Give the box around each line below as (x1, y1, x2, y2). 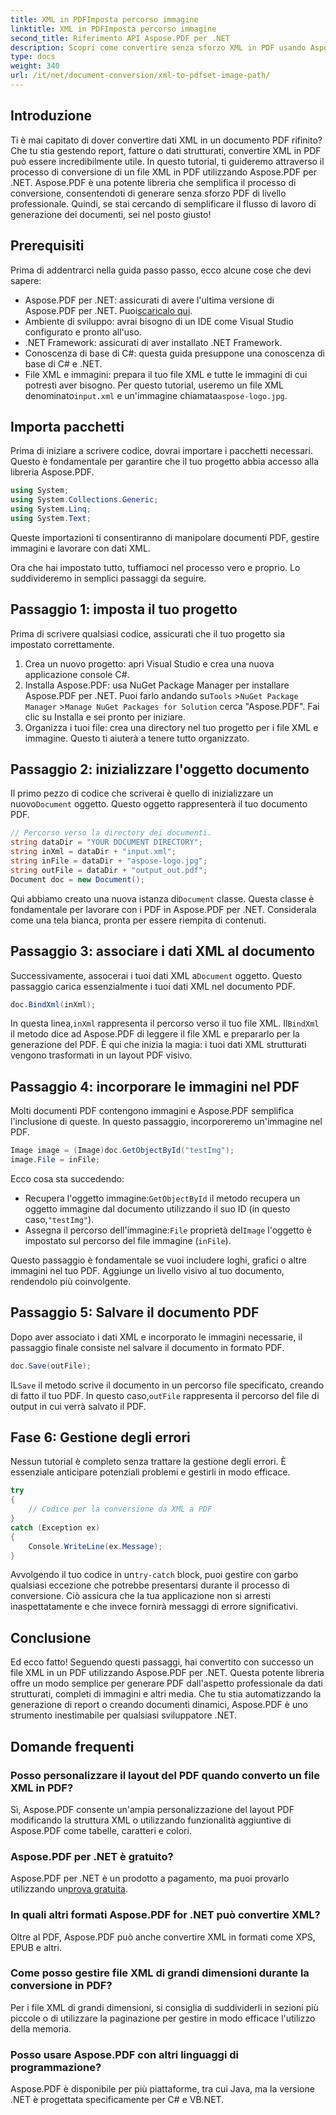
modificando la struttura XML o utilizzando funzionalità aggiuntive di (10, 1814, 292, 1826)
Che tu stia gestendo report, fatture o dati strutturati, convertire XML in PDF (10, 144, 322, 156)
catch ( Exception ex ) (10, 1522, 101, 1533)
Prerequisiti (10, 237, 85, 255)
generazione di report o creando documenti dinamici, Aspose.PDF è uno (10, 1699, 308, 1711)
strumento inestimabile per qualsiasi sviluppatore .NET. (10, 1709, 238, 1721)
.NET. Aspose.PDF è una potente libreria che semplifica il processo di (10, 176, 297, 188)
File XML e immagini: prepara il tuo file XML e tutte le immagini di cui (24, 368, 308, 380)
